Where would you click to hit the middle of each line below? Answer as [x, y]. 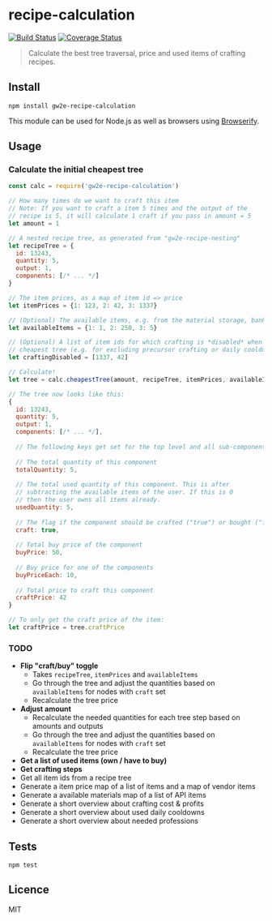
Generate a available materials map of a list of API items [113, 795]
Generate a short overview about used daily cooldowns [112, 812]
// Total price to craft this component [85, 590]
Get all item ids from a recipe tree [76, 778]
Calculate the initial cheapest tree [76, 169]
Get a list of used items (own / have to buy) [93, 760]
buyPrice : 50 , [39, 553]
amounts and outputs [68, 726]
